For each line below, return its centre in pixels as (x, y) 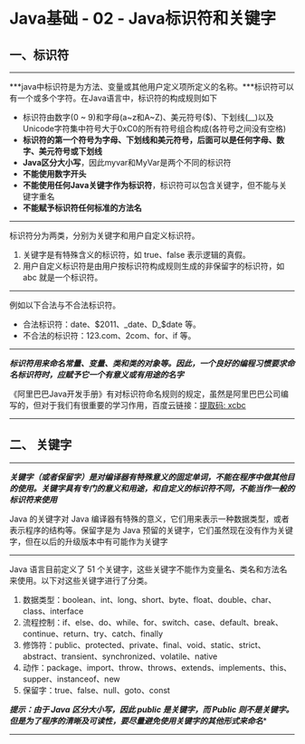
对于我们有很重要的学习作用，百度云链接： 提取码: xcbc (143, 405)
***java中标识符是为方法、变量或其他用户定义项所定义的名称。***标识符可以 (152, 86)
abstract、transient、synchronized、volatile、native (120, 656)
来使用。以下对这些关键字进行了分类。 (81, 580)
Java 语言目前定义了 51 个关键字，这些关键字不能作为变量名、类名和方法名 (148, 569)
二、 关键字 (41, 445)
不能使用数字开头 (54, 174)
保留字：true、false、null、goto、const (96, 690)
